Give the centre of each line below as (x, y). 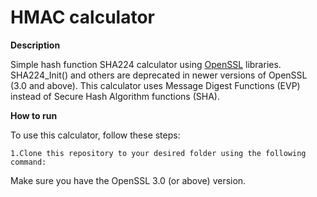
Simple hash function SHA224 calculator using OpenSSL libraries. (146, 64)
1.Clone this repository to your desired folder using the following (158, 153)
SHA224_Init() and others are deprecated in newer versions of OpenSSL (159, 75)
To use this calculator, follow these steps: (95, 135)
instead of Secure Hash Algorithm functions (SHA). (115, 96)
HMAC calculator (82, 17)
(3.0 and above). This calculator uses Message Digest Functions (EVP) (155, 85)
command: (28, 162)
